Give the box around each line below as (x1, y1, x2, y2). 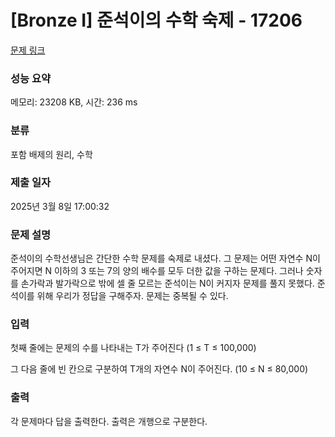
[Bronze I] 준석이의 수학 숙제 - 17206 (10, 9, 303, 32)
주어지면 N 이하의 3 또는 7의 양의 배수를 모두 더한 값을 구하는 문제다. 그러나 (10, 265, 304, 277)
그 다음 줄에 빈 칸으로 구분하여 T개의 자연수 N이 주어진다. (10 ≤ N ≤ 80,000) (10, 363, 309, 375)
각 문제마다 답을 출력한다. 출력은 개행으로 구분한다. (10, 415, 208, 427)
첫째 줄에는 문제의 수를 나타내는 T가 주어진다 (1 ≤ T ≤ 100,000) (10, 342, 257, 354)
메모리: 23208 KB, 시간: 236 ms (10, 96, 138, 108)
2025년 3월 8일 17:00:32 (10, 200, 110, 212)
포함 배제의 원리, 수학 (10, 148, 93, 160)
